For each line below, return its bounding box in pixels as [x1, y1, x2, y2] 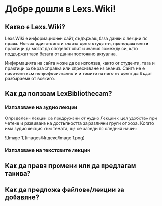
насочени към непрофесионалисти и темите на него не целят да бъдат [5, 71, 152, 76]
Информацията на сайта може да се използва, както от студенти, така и [5, 60, 155, 66]
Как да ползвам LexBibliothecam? [5, 89, 112, 98]
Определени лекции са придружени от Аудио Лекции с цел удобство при [5, 115, 157, 121]
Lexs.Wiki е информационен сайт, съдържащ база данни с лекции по [5, 35, 147, 41]
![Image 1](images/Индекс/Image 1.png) [5, 134, 85, 141]
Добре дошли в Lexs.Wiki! [5, 3, 116, 15]
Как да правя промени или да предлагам [5, 162, 136, 170]
